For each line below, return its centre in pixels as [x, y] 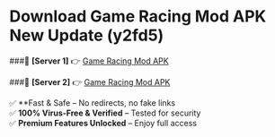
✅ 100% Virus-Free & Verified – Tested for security [105, 113]
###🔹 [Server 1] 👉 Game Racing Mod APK [89, 61]
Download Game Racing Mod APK [138, 17]
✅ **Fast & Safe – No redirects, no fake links [93, 103]
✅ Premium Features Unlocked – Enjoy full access [103, 123]
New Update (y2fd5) [87, 35]
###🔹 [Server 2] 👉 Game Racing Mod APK [90, 81]
